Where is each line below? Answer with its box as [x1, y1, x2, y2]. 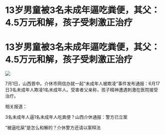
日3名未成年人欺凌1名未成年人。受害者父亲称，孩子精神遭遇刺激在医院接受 [5, 87, 159, 93]
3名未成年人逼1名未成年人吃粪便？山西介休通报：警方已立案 [5, 114, 128, 120]
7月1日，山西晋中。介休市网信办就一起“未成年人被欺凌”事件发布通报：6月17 [5, 80, 161, 87]
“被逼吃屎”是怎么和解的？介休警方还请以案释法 [5, 125, 101, 131]
